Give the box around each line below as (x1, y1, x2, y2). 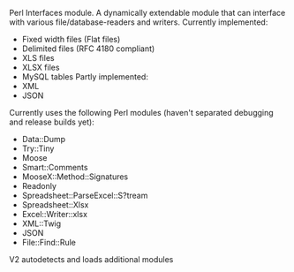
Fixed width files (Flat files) (21, 34, 121, 44)
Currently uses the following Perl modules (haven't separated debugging (9, 108, 274, 117)
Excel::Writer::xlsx (21, 209, 88, 219)
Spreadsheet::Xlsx (21, 200, 89, 210)
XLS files (21, 53, 55, 63)
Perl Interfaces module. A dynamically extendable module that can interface (9, 8, 286, 18)
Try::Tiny (21, 143, 55, 154)
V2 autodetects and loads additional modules (9, 254, 174, 264)
